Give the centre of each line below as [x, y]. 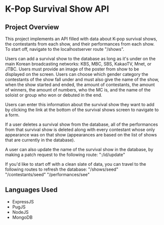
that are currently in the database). [40, 140]
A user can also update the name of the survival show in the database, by [79, 149]
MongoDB [22, 217]
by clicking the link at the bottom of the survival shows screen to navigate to [82, 110]
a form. [12, 115]
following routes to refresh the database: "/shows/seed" [62, 169]
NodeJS [20, 212]
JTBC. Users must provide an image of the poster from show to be [72, 69]
